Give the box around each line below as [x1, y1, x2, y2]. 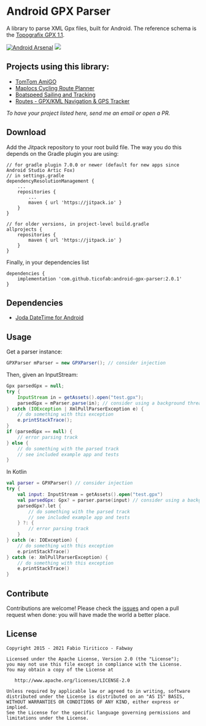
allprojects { [6, 226, 43, 233]
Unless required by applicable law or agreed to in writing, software [6, 688, 191, 694]
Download [6, 127, 46, 137]
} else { [6, 440, 29, 446]
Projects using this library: [6, 61, 110, 72]
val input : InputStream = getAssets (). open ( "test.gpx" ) [17, 492, 164, 498]
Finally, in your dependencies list [6, 258, 90, 266]
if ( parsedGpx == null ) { [6, 428, 72, 435]
